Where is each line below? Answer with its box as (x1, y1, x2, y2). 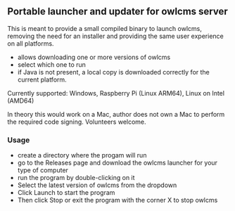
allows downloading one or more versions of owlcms (17, 53, 171, 61)
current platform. (17, 75, 67, 84)
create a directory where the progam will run (17, 151, 147, 160)
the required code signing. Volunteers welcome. (7, 117, 146, 126)
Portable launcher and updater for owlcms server (7, 6, 229, 18)
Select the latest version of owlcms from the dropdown (17, 181, 177, 189)
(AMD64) (7, 96, 34, 105)
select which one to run (17, 60, 87, 69)
